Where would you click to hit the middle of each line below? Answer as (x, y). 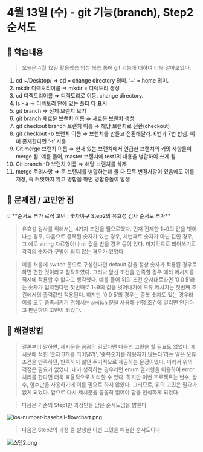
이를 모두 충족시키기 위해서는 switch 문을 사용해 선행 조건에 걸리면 (100, 302)
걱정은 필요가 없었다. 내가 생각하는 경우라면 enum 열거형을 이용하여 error (108, 369)
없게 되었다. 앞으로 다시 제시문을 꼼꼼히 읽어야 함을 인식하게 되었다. (101, 392)
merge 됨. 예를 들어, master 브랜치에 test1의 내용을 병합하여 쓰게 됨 (95, 156)
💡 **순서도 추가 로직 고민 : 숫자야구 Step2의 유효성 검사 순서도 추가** (89, 215)
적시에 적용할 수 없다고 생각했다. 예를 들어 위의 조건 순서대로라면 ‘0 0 (103, 279)
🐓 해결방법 (25, 331)
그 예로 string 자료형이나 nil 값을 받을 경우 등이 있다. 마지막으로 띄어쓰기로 (109, 244)
